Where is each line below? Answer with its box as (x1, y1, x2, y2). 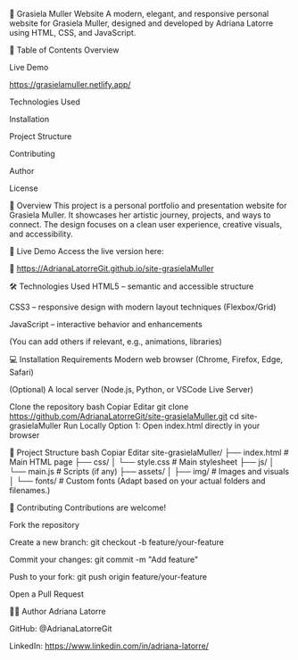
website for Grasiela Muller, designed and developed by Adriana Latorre (9, 18, 274, 29)
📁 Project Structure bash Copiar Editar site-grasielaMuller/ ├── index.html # (9, 447, 289, 458)
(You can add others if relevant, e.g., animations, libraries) (9, 336, 223, 347)
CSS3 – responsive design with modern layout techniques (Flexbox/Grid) (9, 301, 277, 312)
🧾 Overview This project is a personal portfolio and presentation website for (9, 201, 287, 210)
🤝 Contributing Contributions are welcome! (9, 502, 167, 513)
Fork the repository (9, 520, 80, 530)
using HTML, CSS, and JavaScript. (9, 28, 137, 37)
